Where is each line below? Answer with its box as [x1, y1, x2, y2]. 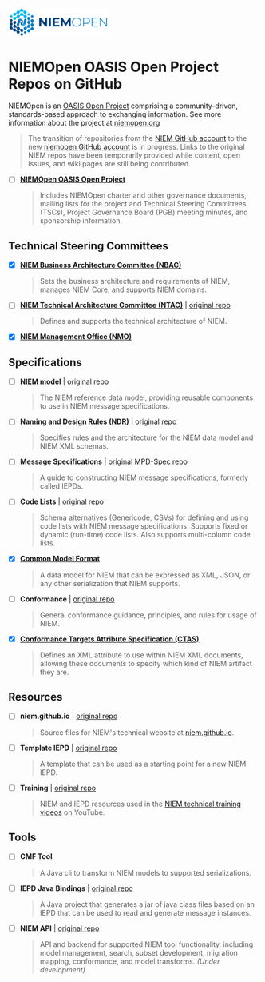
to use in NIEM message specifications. [39, 401, 170, 411]
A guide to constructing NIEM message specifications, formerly [39, 473, 249, 482]
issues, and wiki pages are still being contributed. [27, 159, 192, 169]
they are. [39, 667, 69, 677]
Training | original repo [19, 783, 97, 792]
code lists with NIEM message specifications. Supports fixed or [39, 521, 248, 531]
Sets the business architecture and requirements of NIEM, [39, 277, 231, 286]
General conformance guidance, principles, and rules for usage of [39, 610, 257, 620]
